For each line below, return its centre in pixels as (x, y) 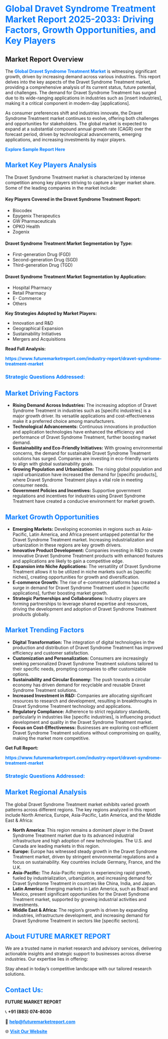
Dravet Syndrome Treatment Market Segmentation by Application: (76, 276)
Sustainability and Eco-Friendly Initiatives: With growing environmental (88, 448)
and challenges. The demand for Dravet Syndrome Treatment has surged (81, 93)
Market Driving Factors (42, 393)
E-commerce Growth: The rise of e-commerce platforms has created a (86, 582)
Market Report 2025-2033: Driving (79, 19)
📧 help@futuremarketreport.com (40, 1022)
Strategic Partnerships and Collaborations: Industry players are (79, 598)
